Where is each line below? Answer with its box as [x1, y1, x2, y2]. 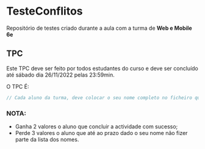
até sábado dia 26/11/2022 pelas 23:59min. [6, 71, 115, 78]
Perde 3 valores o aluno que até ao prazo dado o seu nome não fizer [15, 129, 188, 136]
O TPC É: [6, 83, 29, 90]
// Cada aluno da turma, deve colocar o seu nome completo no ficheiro [6, 94, 192, 101]
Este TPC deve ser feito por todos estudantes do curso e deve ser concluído [6, 64, 198, 72]
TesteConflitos [6, 4, 83, 18]
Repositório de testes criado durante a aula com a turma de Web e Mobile [6, 24, 192, 32]
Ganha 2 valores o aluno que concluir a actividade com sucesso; [15, 123, 178, 130]
